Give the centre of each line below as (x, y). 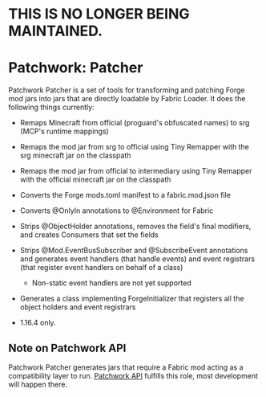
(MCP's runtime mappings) (64, 131)
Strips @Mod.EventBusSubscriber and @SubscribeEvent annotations (134, 251)
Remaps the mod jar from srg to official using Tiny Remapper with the (135, 147)
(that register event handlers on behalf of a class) (101, 268)
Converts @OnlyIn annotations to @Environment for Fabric (117, 211)
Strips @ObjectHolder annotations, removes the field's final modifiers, (135, 227)
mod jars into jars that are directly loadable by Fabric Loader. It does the (127, 99)
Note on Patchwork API (67, 348)
